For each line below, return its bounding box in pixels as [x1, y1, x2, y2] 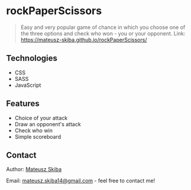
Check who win [14, 127, 53, 134]
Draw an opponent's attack [14, 120, 81, 127]
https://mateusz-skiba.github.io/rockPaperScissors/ [20, 36, 147, 43]
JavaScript [14, 81, 41, 89]
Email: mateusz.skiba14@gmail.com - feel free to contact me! [6, 177, 156, 184]
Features [6, 99, 40, 109]
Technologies [6, 53, 58, 63]
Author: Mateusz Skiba [6, 166, 62, 173]
